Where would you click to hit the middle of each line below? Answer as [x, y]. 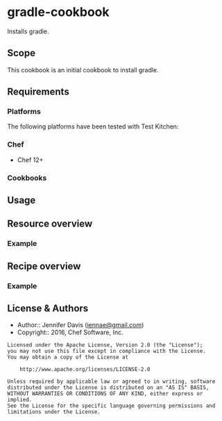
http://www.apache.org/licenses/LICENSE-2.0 [85, 370]
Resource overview [50, 224]
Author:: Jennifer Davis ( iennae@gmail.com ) [80, 325]
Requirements [38, 92]
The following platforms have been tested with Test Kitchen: [93, 126]
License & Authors [48, 309]
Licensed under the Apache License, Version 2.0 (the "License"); [105, 345]
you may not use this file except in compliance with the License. [107, 352]
